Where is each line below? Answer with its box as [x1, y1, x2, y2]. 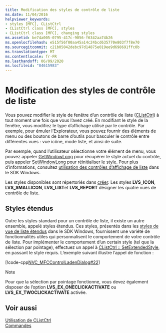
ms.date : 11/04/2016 [5, 12, 48, 17]
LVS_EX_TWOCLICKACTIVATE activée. [5, 289, 87, 295]
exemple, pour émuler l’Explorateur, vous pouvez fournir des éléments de [5, 128, 156, 134]
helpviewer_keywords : [5, 17, 50, 22]
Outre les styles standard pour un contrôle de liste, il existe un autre [5, 217, 145, 223]
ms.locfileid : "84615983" [5, 63, 59, 68]
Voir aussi [5, 304, 37, 312]
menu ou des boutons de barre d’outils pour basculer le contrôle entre [5, 133, 150, 139]
